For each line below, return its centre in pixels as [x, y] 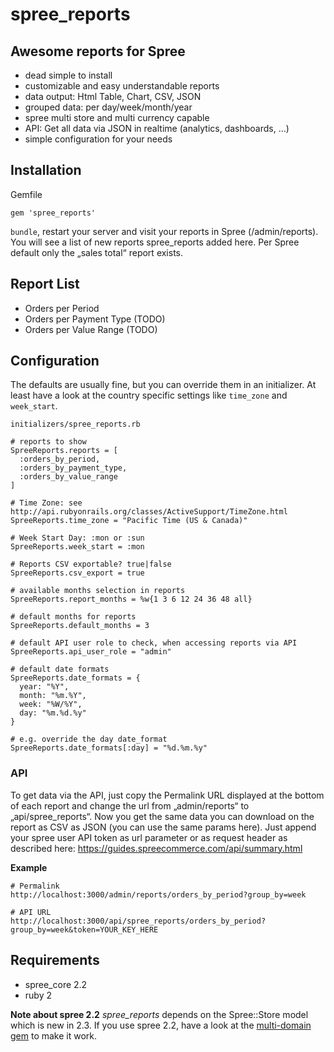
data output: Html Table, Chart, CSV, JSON [113, 96]
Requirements [55, 960]
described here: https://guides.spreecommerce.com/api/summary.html [156, 848]
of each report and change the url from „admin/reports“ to [130, 805]
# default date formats [60, 669]
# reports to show [48, 442]
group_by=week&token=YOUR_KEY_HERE [84, 929]
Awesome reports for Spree [98, 51]
